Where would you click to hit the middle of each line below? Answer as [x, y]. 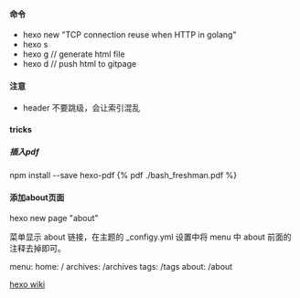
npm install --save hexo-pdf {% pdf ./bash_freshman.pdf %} [123, 175]
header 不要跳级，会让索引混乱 [81, 108]
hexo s [35, 45]
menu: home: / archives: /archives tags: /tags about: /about [121, 267]
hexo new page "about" [54, 218]
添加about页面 [37, 197]
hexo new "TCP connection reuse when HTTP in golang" [129, 35]
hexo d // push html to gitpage [80, 64]
